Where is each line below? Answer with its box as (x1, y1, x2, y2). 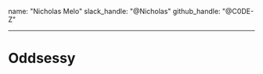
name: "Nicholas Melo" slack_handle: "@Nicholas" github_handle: (8, 7, 221, 16)
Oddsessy (8, 50, 76, 67)
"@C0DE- (222, 7, 254, 16)
